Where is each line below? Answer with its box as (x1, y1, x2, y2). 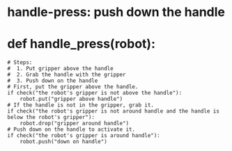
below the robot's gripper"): (7, 114, 95, 121)
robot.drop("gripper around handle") (20, 120, 130, 127)
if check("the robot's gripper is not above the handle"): (7, 90, 183, 97)
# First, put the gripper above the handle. (7, 84, 139, 90)
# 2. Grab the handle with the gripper (7, 71, 127, 79)
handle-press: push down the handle (7, 4, 225, 20)
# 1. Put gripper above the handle (7, 65, 114, 72)
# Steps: (7, 59, 33, 66)
